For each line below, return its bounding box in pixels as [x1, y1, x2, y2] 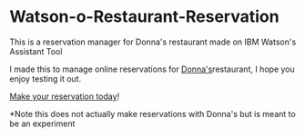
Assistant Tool [9, 45, 63, 56]
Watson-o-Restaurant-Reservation [9, 6, 280, 27]
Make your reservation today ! [9, 91, 120, 102]
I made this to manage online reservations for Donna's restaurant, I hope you [9, 64, 296, 74]
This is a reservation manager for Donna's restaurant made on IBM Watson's [9, 36, 297, 47]
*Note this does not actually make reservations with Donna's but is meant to [9, 108, 296, 119]
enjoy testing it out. [9, 73, 82, 84]
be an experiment [9, 118, 76, 129]
